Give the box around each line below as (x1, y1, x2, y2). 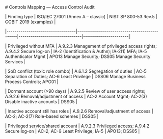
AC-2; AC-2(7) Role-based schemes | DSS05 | (5, 113, 99, 119)
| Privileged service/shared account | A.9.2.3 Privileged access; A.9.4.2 (5, 123, 150, 129)
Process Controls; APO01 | (5, 79, 59, 84)
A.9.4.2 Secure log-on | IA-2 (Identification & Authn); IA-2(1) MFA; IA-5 (5, 49, 147, 54)
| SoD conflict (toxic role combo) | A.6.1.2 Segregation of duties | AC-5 (5, 68, 147, 74)
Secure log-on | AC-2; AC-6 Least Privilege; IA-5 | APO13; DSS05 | (5, 128, 140, 134)
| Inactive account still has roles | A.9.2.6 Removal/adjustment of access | (5, 108, 154, 114)
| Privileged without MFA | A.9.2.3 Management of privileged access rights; (5, 43, 157, 49)
